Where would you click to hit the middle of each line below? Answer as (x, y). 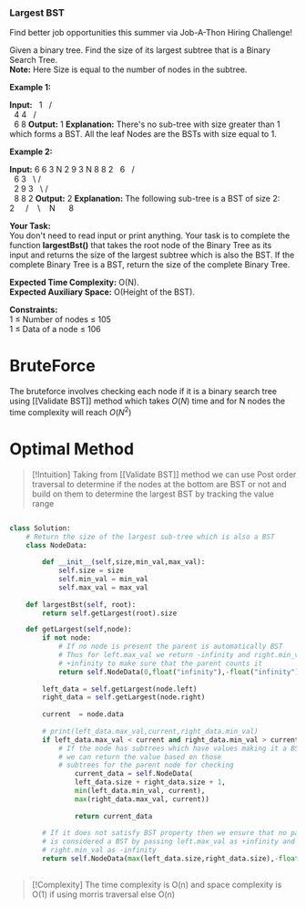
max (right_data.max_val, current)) (142, 799)
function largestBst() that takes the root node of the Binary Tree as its (141, 246)
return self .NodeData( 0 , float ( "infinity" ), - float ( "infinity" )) (180, 672)
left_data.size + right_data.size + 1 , (150, 782)
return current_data (113, 816)
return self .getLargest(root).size (110, 613)
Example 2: (31, 151)
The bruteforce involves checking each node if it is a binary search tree (143, 392)
